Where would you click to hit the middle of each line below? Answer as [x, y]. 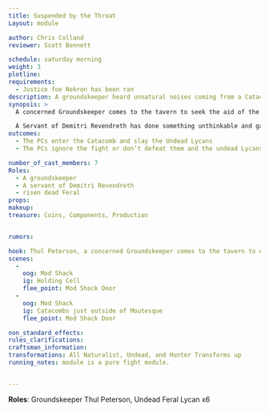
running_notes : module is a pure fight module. [89, 362]
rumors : [21, 236]
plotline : [25, 75]
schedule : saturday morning [55, 60]
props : [19, 200]
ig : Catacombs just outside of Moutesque [92, 311]
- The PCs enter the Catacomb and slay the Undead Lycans [114, 141]
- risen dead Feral [48, 193]
